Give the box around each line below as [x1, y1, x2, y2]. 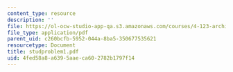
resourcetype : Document [7, 42, 76, 49]
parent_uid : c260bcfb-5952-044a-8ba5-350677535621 [7, 36, 157, 43]
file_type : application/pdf [7, 29, 89, 36]
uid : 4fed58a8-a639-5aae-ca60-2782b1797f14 [7, 55, 135, 62]
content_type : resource [7, 10, 76, 17]
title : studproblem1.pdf [7, 49, 79, 56]
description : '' [7, 16, 54, 23]
